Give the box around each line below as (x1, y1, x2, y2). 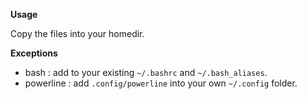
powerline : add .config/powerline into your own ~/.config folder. (24, 77, 298, 89)
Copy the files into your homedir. (10, 28, 145, 39)
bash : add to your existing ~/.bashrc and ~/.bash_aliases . (24, 67, 268, 78)
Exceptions (10, 47, 58, 59)
